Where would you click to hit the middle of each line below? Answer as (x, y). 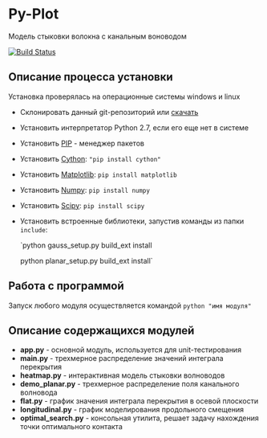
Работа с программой (66, 286)
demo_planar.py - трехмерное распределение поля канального (129, 384)
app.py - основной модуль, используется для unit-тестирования (131, 350)
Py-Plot (34, 14)
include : (34, 229)
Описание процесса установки (91, 77)
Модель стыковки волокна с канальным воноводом (97, 36)
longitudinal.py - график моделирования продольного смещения (132, 410)
